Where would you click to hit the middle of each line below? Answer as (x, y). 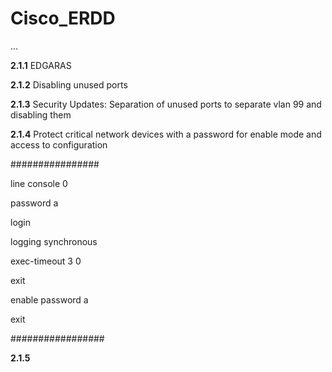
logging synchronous (54, 241)
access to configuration (59, 144)
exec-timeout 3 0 (46, 261)
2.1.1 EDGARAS (41, 65)
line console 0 (39, 183)
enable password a (49, 299)
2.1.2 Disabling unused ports (69, 84)
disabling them (41, 114)
